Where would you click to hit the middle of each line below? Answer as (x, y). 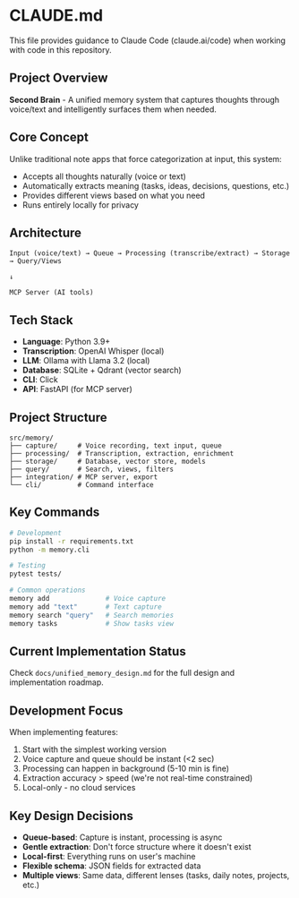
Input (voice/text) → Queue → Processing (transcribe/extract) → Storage (150, 253)
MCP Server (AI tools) (51, 293)
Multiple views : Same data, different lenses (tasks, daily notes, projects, (156, 875)
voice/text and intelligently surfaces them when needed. (113, 109)
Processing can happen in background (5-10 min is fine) (126, 769)
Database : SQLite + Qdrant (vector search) (102, 370)
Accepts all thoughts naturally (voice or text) (104, 176)
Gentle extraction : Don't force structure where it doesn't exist (137, 847)
